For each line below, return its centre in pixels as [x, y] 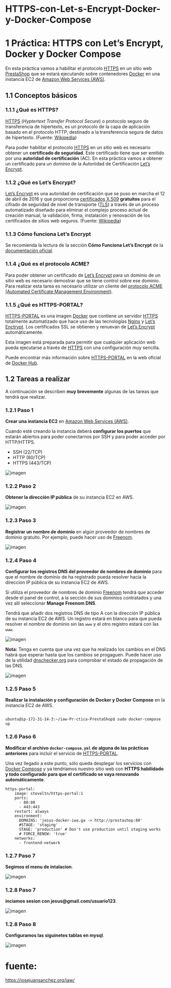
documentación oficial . [29, 251]
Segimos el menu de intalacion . [39, 867]
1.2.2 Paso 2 [21, 486]
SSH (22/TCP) [28, 452]
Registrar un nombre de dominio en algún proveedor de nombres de [78, 531]
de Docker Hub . [22, 363]
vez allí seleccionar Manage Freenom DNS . [51, 603]
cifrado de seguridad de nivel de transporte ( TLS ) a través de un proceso [82, 204]
